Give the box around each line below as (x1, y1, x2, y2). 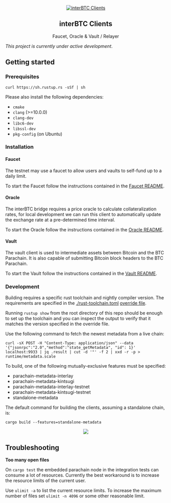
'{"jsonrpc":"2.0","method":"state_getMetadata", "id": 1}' (5, 345, 136, 350)
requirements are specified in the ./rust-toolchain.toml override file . (5, 300, 147, 306)
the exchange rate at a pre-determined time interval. (5, 217, 115, 223)
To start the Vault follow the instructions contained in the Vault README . (5, 271, 157, 277)
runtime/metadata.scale (5, 354, 56, 360)
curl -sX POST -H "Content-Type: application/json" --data (5, 341, 134, 346)
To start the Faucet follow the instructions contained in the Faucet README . (5, 183, 165, 189)
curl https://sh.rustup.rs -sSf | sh (5, 85, 86, 90)
